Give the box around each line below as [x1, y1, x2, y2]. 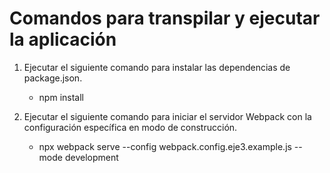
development [64, 151, 119, 163]
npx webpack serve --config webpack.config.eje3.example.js [38, 140, 292, 152]
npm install [38, 91, 84, 103]
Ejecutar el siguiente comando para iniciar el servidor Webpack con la [23, 110, 312, 122]
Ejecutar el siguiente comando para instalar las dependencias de [23, 61, 291, 73]
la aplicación [9, 28, 117, 51]
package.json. [23, 72, 83, 84]
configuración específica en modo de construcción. [23, 121, 238, 133]
